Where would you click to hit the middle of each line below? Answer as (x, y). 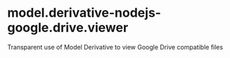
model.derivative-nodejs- (84, 13)
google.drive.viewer (68, 28)
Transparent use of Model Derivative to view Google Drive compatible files (115, 47)
